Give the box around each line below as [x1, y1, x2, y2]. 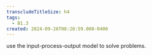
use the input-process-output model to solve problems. [6, 42, 146, 50]
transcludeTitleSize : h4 [6, 8, 70, 15]
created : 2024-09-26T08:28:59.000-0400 [6, 25, 108, 32]
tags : [6, 15, 20, 21]
